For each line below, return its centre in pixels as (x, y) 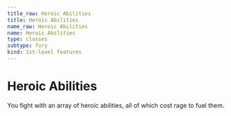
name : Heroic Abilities (41, 33)
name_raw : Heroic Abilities (48, 26)
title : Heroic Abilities (43, 20)
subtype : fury (28, 46)
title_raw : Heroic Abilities (49, 13)
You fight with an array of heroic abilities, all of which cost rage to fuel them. (116, 105)
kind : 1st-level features (44, 52)
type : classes (28, 39)
